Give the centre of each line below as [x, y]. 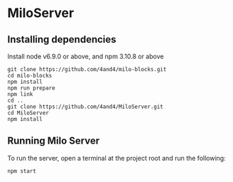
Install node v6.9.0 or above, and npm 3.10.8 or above [86, 56]
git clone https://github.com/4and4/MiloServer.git [85, 107]
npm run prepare [31, 88]
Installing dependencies [62, 39]
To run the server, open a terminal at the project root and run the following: [116, 158]
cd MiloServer [28, 113]
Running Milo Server [54, 141]
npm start [22, 171]
